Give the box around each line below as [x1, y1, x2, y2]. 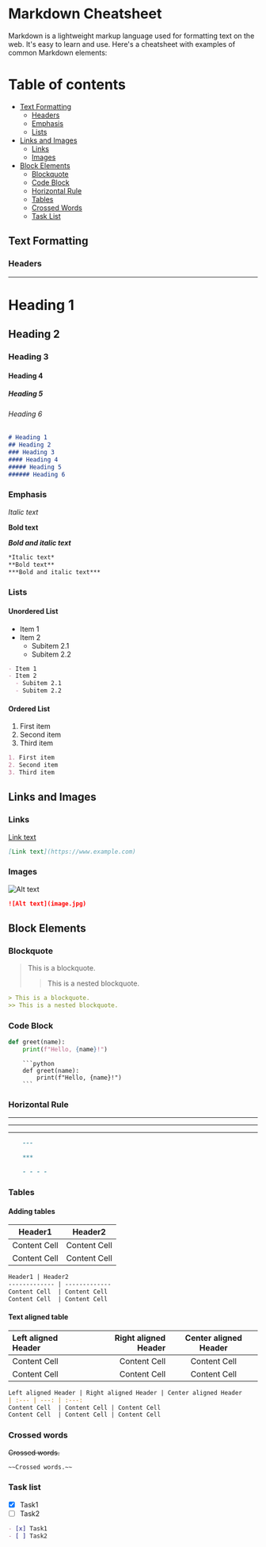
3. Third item [8, 768, 55, 776]
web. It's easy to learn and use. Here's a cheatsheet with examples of [8, 39, 236, 48]
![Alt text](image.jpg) [8, 899, 87, 908]
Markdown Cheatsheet [8, 5, 162, 23]
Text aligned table [8, 1312, 69, 1322]
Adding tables [8, 1206, 55, 1216]
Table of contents [8, 76, 127, 94]
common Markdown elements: [8, 48, 108, 57]
